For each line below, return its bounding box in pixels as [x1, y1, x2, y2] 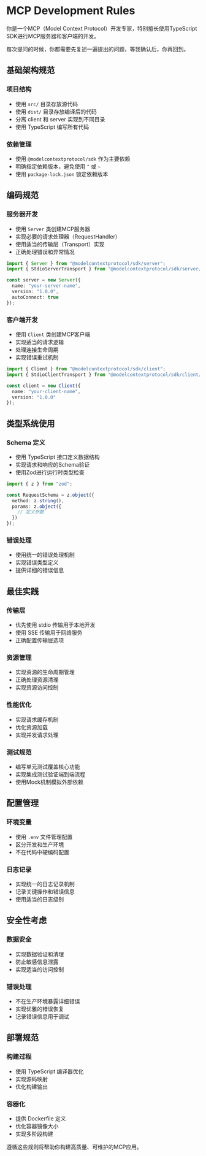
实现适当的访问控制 [15, 965, 64, 973]
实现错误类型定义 [15, 559, 59, 566]
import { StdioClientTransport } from [6, 372, 105, 378]
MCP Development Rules [6, 4, 135, 18]
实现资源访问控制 [15, 684, 59, 691]
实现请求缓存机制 [15, 716, 59, 723]
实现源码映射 [15, 1075, 48, 1082]
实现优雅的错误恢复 [15, 1005, 64, 1012]
